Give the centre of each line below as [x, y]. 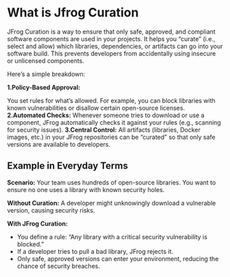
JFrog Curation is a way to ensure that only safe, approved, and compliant [111, 32]
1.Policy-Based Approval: [44, 87]
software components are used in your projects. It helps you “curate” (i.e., [111, 38]
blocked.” [30, 244]
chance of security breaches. [59, 266]
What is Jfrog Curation [73, 13]
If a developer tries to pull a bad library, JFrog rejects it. [95, 251]
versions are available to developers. [59, 144]
